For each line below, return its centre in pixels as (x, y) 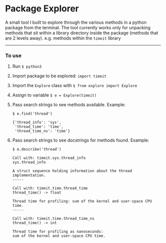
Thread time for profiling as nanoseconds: (58, 232)
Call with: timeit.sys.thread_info (49, 158)
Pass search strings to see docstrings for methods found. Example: (81, 140)
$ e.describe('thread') (37, 149)
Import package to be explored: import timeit (59, 76)
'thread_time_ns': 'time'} (42, 131)
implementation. (29, 175)
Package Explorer (42, 9)
